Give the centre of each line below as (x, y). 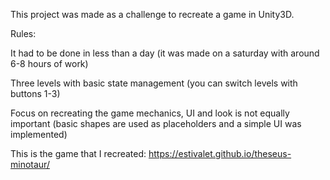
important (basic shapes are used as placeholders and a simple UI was (156, 123)
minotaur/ (30, 164)
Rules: (23, 33)
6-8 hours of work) (49, 63)
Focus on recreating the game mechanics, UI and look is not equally (150, 113)
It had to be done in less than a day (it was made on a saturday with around (165, 53)
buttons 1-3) (35, 93)
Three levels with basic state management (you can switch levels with (154, 83)
